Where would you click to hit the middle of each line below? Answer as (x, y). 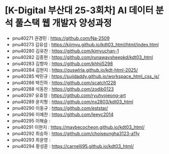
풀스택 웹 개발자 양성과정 (63, 23)
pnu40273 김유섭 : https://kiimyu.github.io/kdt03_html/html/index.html (85, 44)
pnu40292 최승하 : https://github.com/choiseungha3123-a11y (76, 133)
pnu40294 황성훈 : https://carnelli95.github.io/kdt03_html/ (73, 146)
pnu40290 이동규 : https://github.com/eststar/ (60, 108)
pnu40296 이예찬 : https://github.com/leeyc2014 (63, 114)
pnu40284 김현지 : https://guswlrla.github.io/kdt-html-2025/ (75, 70)
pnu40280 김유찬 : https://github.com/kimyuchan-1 (65, 51)
